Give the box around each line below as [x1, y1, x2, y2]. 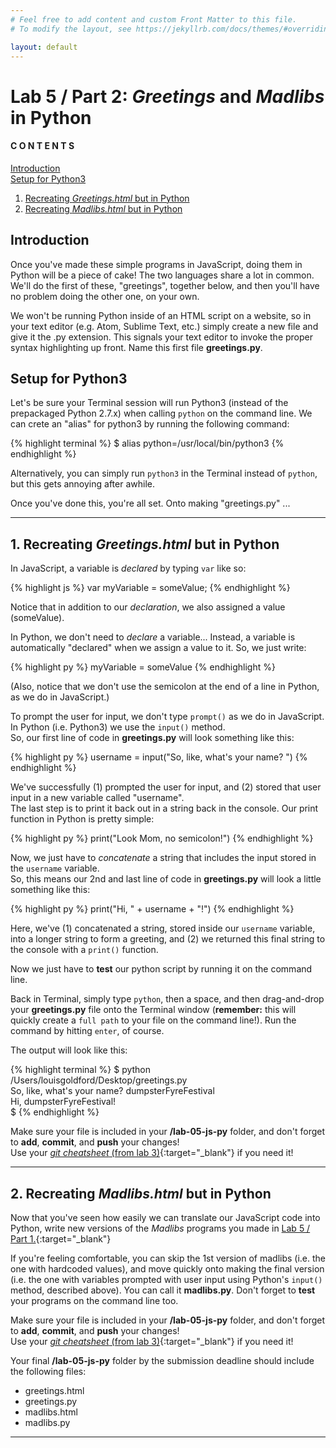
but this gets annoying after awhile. [10, 478, 155, 490]
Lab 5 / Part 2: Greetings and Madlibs [10, 85, 325, 108]
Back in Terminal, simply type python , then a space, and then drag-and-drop [10, 993, 325, 1005]
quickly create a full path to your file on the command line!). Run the [10, 1014, 297, 1026]
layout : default [10, 42, 78, 52]
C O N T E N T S [10, 140, 75, 152]
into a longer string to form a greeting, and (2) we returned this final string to [10, 933, 326, 945]
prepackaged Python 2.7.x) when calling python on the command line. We [10, 407, 313, 420]
